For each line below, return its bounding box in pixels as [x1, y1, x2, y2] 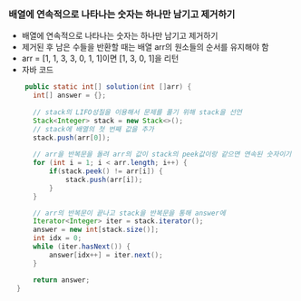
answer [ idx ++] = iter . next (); [48, 250, 164, 259]
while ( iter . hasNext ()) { [32, 242, 131, 251]
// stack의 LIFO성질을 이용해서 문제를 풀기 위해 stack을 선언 [32, 107, 242, 117]
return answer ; [32, 275, 91, 285]
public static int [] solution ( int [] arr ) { [24, 83, 192, 92]
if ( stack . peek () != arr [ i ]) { [48, 167, 164, 176]
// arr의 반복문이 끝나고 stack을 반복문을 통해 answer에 [32, 209, 226, 218]
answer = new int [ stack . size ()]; [32, 225, 160, 235]
